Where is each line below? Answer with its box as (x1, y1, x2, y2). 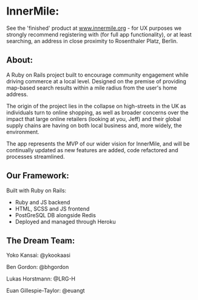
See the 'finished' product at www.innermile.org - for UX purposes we (6, 24, 182, 32)
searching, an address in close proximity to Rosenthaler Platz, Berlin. (6, 37, 178, 44)
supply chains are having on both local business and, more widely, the (6, 122, 182, 129)
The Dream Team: (6, 235, 75, 246)
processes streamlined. (6, 153, 65, 160)
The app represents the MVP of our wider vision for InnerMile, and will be (6, 140, 190, 147)
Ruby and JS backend (15, 198, 70, 206)
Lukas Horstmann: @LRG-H (6, 275, 76, 282)
